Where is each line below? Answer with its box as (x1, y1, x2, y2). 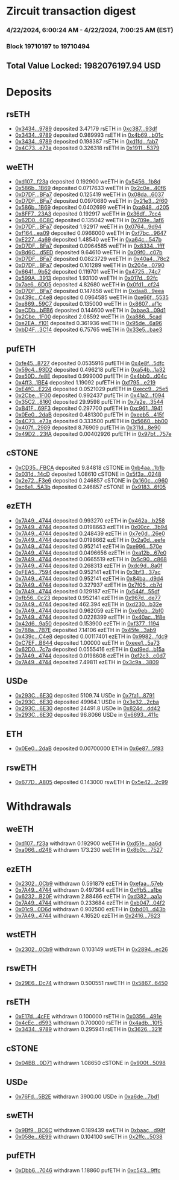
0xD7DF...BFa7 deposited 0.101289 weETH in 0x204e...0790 (14, 262, 165, 269)
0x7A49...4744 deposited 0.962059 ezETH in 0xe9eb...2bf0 (14, 607, 164, 614)
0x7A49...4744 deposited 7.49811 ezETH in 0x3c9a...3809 (14, 658, 159, 665)
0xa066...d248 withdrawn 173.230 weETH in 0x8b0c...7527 (14, 846, 163, 854)
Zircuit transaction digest (6, 4, 136, 18)
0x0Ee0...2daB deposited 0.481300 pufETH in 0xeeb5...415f (14, 411, 165, 418)
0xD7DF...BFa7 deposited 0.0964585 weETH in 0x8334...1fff (14, 242, 165, 249)
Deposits (6, 85, 52, 99)
